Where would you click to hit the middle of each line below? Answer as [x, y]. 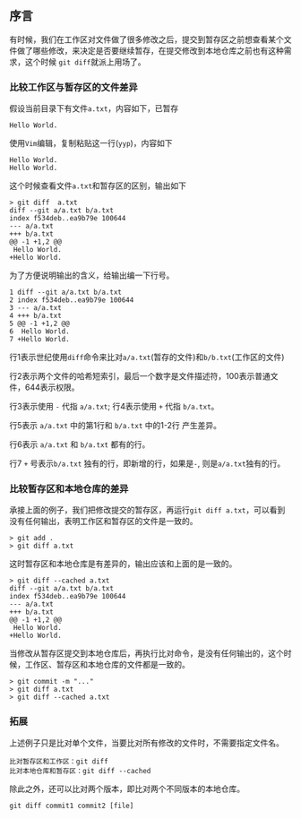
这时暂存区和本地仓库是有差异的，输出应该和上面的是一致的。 [123, 564]
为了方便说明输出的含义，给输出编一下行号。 [92, 275]
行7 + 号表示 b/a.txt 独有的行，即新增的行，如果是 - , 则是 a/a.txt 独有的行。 [147, 463]
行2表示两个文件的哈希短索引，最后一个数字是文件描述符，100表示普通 [140, 376]
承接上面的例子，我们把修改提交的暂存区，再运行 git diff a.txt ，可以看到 [147, 510]
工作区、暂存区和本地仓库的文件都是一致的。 [107, 665]
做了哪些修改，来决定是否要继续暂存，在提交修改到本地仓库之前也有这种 [150, 50]
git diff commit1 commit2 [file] [72, 806]
